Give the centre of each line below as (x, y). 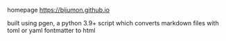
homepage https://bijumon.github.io (58, 10)
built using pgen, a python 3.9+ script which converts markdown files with (113, 23)
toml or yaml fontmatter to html (51, 30)
